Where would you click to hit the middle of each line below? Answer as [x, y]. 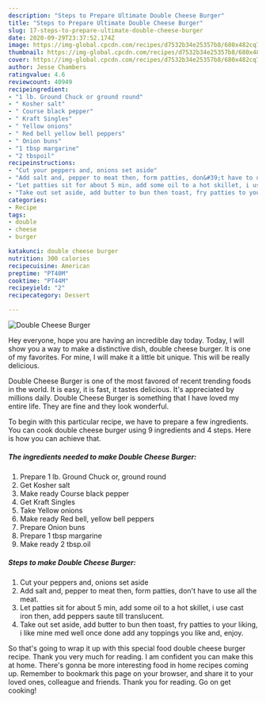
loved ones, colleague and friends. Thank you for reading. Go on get [120, 682]
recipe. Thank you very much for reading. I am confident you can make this [131, 656]
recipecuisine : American [49, 266]
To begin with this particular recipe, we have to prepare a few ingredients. [129, 422]
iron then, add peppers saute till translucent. [92, 616]
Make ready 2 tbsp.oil [55, 544]
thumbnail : [26, 52]
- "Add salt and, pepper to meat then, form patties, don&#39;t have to [131, 178]
